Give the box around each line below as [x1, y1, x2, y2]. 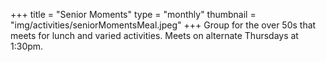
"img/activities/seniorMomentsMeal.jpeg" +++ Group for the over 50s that [10, 19, 317, 31]
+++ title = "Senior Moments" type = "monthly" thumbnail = [10, 9, 257, 20]
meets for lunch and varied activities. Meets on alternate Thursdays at [10, 30, 299, 41]
